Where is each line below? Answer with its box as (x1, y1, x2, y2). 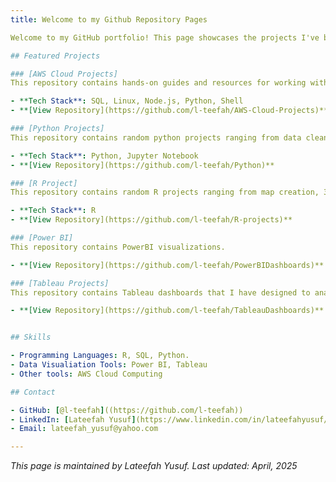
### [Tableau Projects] (10, 278, 110, 288)
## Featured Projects (10, 51, 101, 61)
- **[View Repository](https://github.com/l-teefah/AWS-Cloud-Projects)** (10, 106, 329, 116)
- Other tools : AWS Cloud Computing (10, 369, 163, 379)
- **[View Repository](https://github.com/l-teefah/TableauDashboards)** (10, 306, 325, 316)
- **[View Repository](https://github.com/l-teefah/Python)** (10, 160, 275, 170)
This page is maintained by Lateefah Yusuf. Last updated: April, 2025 (10, 460, 298, 472)
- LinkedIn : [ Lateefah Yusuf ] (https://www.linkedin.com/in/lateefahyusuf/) (10, 414, 333, 425)
